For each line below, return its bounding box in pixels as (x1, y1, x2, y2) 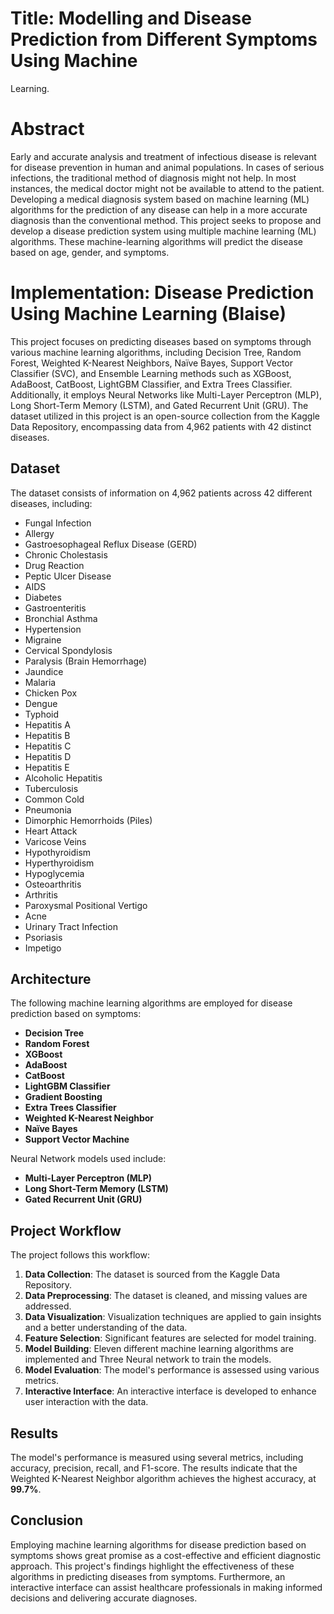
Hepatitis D (24, 750, 72, 762)
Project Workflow (10, 1222, 122, 1239)
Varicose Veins (24, 835, 87, 847)
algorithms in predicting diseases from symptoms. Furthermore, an (10, 1570, 286, 1582)
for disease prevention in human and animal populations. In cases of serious (10, 161, 325, 173)
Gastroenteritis (24, 602, 87, 614)
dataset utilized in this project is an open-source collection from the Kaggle (10, 410, 320, 422)
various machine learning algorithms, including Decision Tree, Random (10, 346, 302, 358)
